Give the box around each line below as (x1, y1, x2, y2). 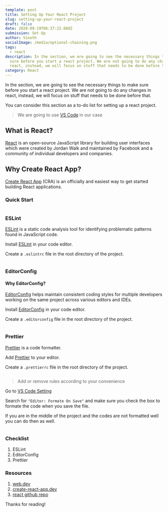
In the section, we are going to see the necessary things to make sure (5, 82, 149, 88)
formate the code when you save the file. (5, 403, 90, 409)
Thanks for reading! (5, 501, 46, 507)
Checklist (5, 435, 29, 442)
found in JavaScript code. (5, 231, 58, 237)
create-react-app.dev (12, 486, 57, 492)
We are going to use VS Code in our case (17, 112, 102, 118)
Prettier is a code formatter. (5, 344, 62, 350)
